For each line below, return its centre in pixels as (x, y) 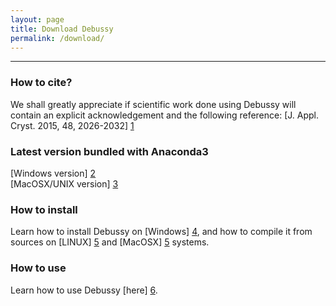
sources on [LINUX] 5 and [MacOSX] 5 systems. (110, 242)
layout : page (37, 19)
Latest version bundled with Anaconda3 (109, 151)
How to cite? (41, 83)
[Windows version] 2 (53, 173)
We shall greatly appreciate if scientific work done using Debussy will (153, 104)
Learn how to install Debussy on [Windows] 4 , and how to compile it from (161, 232)
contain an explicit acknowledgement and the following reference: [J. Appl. (164, 115)
